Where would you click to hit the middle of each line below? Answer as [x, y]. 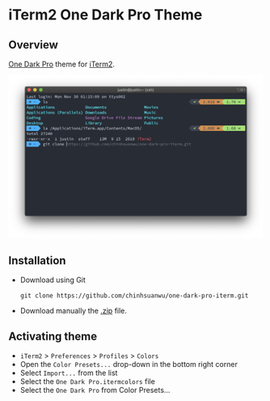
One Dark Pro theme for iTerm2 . [62, 64]
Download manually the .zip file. [74, 311]
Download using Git [53, 280]
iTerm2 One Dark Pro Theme [105, 15]
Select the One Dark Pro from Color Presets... [95, 390]
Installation [37, 260]
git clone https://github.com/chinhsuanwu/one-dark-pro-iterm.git [134, 296]
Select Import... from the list [69, 373]
